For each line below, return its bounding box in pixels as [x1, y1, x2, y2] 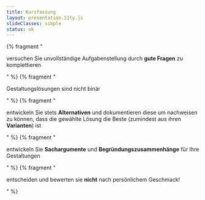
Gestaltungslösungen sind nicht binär [6, 85, 101, 93]
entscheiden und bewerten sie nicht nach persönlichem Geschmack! [6, 176, 181, 183]
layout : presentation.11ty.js [6, 15, 84, 21]
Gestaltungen [6, 152, 41, 160]
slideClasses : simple [6, 20, 62, 26]
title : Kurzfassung [6, 9, 56, 15]
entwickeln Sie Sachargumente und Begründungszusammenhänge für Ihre [6, 145, 199, 153]
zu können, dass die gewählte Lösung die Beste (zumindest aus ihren [6, 115, 182, 123]
